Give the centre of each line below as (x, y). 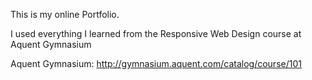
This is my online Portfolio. (65, 14)
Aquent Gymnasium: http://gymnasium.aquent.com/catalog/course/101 (156, 63)
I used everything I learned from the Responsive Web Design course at (156, 33)
